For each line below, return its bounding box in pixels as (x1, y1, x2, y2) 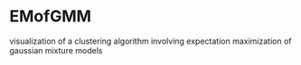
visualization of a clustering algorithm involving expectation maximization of (9, 36, 292, 46)
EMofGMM (9, 6, 92, 27)
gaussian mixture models (9, 45, 103, 55)
